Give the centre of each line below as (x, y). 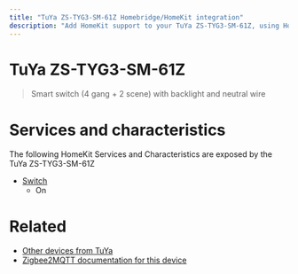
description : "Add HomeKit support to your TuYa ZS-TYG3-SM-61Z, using (144, 26)
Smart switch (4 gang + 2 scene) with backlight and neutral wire (148, 94)
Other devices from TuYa (67, 251)
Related (38, 226)
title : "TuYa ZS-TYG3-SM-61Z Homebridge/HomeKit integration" (126, 17)
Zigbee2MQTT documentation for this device (104, 260)
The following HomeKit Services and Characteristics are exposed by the (141, 154)
